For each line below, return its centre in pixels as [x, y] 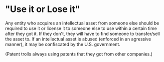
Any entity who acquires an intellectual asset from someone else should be [82, 23]
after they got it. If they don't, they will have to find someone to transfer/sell [82, 33]
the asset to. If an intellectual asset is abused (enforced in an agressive [78, 39]
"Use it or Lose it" [43, 9]
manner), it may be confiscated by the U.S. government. [63, 44]
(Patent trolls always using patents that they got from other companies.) [79, 54]
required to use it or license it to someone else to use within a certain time [81, 28]
